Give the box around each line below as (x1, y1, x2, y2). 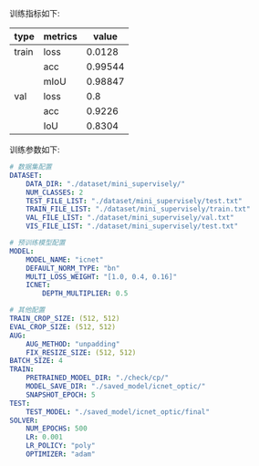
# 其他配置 (9, 305, 46, 315)
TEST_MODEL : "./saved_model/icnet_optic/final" (26, 407, 210, 417)
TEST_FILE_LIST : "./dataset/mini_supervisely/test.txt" (26, 196, 243, 205)
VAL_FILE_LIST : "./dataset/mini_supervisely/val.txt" (26, 213, 234, 223)
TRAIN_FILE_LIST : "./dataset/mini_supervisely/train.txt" (26, 204, 251, 214)
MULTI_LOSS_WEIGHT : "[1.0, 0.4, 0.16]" (26, 272, 178, 281)
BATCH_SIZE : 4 (9, 357, 64, 366)
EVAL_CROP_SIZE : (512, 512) (9, 322, 117, 331)
